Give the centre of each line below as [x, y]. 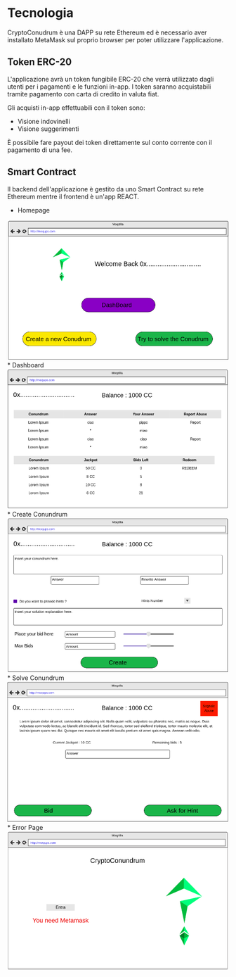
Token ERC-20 [40, 62]
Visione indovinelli [44, 121]
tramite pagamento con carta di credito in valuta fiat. [83, 94]
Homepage [34, 210]
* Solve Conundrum [36, 678]
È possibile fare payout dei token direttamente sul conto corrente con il [110, 142]
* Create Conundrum [38, 515]
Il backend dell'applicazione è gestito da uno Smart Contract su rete [106, 189]
